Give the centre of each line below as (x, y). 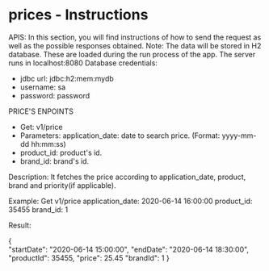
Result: (20, 225)
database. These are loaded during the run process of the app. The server (132, 54)
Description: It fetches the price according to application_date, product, (127, 177)
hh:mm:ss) (48, 144)
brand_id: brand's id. (55, 161)
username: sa (43, 87)
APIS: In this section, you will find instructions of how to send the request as (135, 37)
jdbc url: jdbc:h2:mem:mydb (67, 78)
